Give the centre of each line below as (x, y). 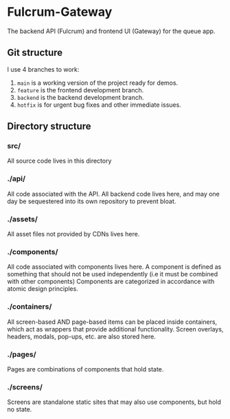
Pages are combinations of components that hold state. (85, 369)
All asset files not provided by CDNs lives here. (73, 234)
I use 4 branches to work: (43, 69)
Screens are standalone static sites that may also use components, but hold (114, 402)
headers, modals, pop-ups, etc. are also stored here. (81, 336)
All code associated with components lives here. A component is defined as (114, 267)
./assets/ (22, 219)
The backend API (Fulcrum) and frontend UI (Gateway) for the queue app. (111, 31)
